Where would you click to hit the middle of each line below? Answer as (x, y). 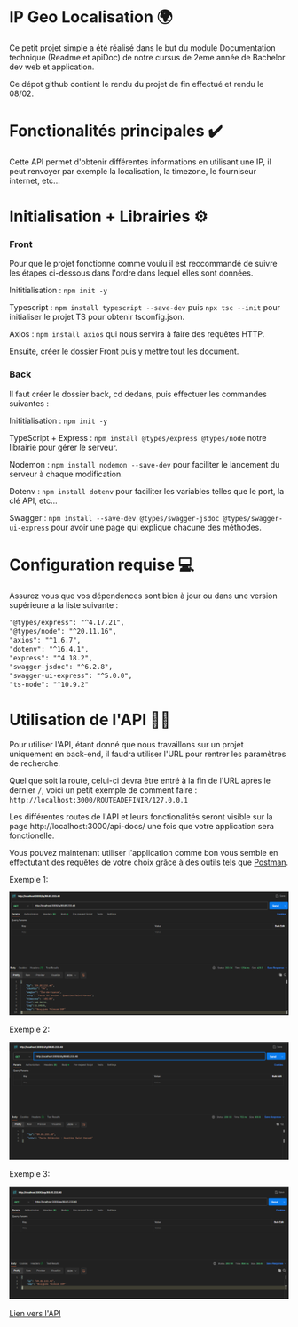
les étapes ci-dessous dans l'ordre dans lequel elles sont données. (131, 273)
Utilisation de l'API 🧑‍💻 (90, 719)
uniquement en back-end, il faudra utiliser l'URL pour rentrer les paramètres (148, 754)
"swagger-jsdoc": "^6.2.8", (61, 667)
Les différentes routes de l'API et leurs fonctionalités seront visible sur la (141, 816)
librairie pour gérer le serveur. (63, 447)
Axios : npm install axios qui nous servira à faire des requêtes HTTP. (137, 334)
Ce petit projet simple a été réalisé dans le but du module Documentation (142, 48)
